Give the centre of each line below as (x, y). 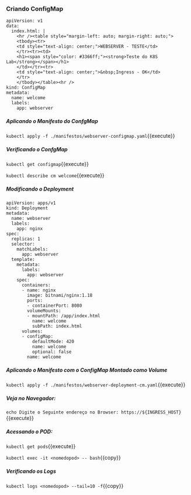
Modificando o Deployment (40, 189)
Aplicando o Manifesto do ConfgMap (52, 121)
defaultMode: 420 (53, 342)
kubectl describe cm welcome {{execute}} (55, 175)
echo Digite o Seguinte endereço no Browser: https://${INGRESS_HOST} (94, 412)
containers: (36, 285)
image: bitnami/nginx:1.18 (60, 296)
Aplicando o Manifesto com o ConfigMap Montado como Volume (87, 370)
